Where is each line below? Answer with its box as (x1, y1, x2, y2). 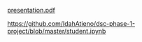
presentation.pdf (7, 6, 56, 14)
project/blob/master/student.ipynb (7, 27, 106, 35)
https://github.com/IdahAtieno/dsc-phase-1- (7, 20, 135, 27)
